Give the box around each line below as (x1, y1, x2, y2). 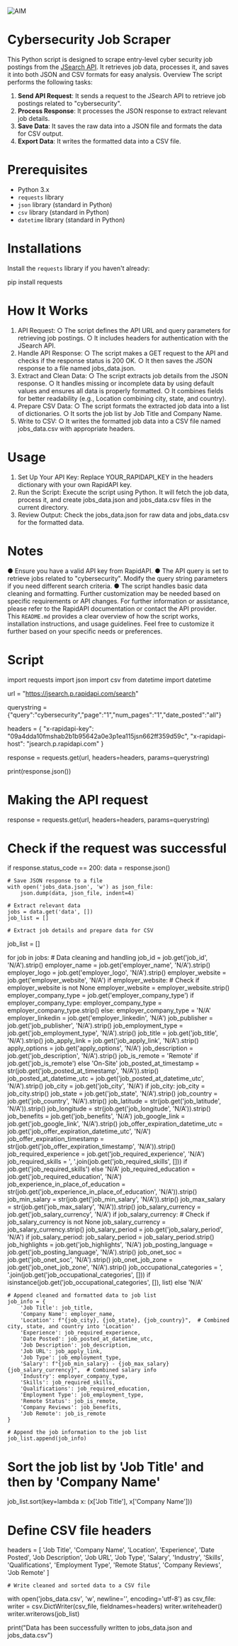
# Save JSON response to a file (7, 877, 103, 885)
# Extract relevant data (7, 902, 81, 909)
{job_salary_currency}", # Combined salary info (7, 1367, 157, 1374)
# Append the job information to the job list (7, 1429, 147, 1436)
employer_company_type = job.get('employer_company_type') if (7, 991, 195, 1000)
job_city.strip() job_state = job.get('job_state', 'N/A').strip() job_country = (7, 1089, 218, 1098)
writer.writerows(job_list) (7, 1610, 80, 1618)
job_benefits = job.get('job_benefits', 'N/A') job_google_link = (7, 1112, 186, 1121)
